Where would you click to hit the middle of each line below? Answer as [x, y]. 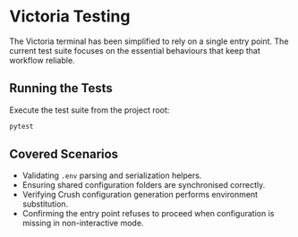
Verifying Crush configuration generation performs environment [140, 195]
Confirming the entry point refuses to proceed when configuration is [148, 214]
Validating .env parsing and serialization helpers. [112, 175]
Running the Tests [61, 88]
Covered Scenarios [64, 154]
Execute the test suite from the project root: [89, 110]
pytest [21, 126]
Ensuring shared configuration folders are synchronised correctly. [144, 185]
